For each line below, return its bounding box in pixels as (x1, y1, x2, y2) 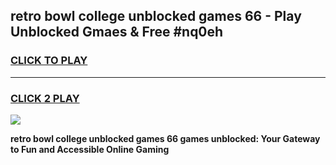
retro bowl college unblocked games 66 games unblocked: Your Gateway (10, 132, 321, 144)
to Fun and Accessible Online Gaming (10, 143, 170, 155)
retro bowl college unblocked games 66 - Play (10, 8, 302, 25)
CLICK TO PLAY (10, 54, 88, 68)
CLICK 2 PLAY (10, 91, 80, 105)
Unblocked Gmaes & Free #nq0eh (10, 24, 224, 41)
